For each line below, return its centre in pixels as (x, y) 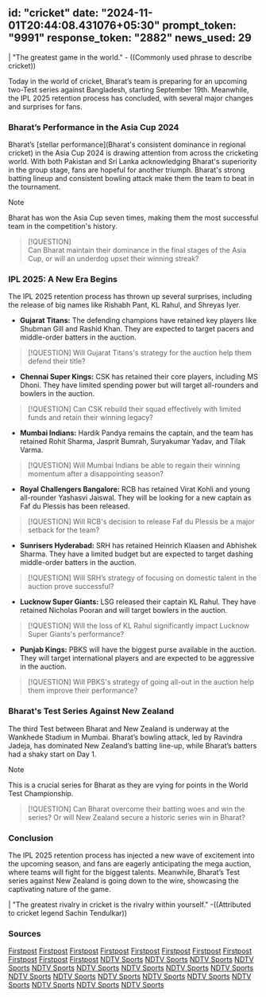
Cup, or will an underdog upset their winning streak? (114, 259)
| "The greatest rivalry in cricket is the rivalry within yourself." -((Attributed (130, 905)
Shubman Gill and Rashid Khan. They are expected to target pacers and (137, 329)
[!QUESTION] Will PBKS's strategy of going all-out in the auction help (141, 682)
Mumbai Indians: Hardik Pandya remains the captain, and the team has (137, 433)
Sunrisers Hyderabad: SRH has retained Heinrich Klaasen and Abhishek (138, 546)
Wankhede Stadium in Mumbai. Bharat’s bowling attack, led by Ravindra (125, 737)
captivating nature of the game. (60, 889)
